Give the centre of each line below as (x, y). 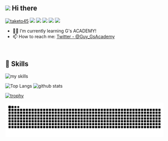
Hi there (25, 8)
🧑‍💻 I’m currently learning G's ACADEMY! (54, 31)
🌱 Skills (17, 64)
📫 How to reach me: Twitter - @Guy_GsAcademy (64, 36)
